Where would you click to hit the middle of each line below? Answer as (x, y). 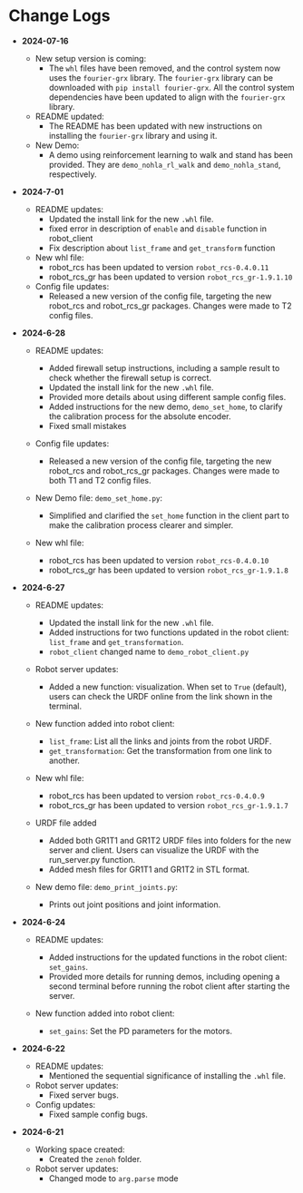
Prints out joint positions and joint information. (135, 905)
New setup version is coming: (91, 58)
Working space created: (80, 1149)
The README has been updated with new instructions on (155, 126)
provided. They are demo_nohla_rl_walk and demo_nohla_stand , (165, 164)
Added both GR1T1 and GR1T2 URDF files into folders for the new (170, 840)
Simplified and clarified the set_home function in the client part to (169, 515)
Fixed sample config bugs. (98, 1114)
